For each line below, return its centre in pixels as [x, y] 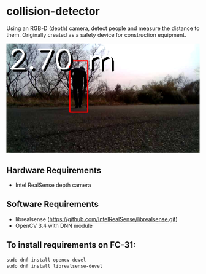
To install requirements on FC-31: [71, 245]
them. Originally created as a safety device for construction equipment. [96, 34]
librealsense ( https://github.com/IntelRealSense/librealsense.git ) [96, 219]
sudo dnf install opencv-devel [46, 260]
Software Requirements [53, 204]
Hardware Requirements [54, 170]
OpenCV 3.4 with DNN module [54, 225]
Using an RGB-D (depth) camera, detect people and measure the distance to [103, 28]
